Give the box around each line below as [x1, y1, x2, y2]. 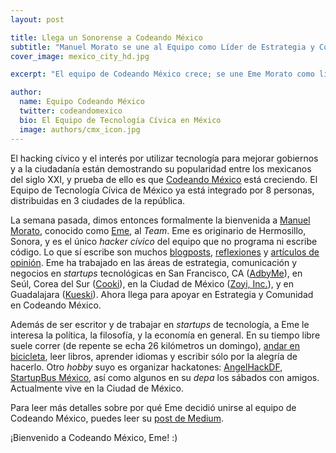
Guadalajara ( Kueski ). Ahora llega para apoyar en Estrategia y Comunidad [10, 288, 314, 300]
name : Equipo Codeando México [19, 97, 145, 107]
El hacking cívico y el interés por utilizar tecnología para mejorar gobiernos [10, 152, 319, 164]
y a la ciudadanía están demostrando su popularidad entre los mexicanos [10, 162, 312, 175]
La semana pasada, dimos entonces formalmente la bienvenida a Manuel [10, 214, 311, 226]
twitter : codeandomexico [19, 106, 123, 116]
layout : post [10, 14, 65, 25]
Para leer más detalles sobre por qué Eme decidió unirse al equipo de [10, 401, 297, 413]
